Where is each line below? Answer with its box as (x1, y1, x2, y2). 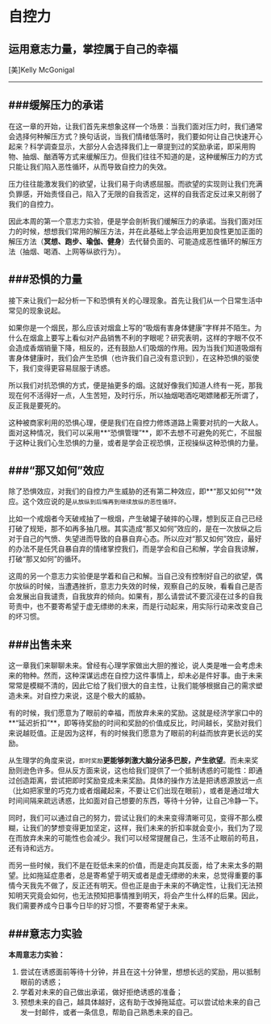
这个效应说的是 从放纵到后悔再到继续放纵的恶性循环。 (22, 497, 181, 506)
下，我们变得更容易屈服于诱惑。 (8, 363, 115, 372)
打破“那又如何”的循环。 (8, 554, 86, 564)
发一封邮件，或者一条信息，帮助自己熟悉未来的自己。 (19, 1007, 198, 1018)
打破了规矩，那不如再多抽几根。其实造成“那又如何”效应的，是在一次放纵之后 (8, 524, 262, 534)
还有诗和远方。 (8, 843, 58, 853)
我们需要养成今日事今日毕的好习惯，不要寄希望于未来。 (8, 901, 192, 911)
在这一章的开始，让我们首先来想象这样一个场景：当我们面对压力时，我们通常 (8, 121, 263, 131)
